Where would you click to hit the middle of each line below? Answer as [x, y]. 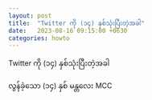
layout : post [30, 16]
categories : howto [39, 38]
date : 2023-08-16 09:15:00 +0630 [68, 30]
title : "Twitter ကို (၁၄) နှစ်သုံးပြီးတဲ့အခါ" [76, 23]
